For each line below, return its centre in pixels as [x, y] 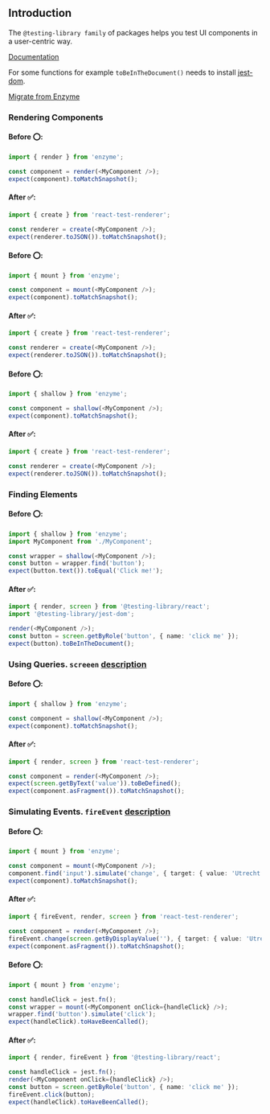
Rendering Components [56, 117]
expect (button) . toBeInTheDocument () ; [72, 643]
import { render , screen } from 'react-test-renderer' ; [104, 762]
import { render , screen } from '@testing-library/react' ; [109, 606]
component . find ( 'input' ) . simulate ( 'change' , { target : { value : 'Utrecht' [136, 874]
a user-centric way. [40, 41]
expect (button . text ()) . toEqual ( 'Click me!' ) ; [86, 571]
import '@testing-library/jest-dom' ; [72, 615]
